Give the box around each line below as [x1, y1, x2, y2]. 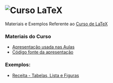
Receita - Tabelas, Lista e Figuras [12, 72, 79, 78]
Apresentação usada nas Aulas [12, 44, 75, 50]
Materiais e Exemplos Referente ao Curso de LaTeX [5, 21, 108, 27]
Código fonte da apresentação [12, 49, 74, 55]
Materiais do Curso [5, 33, 51, 40]
